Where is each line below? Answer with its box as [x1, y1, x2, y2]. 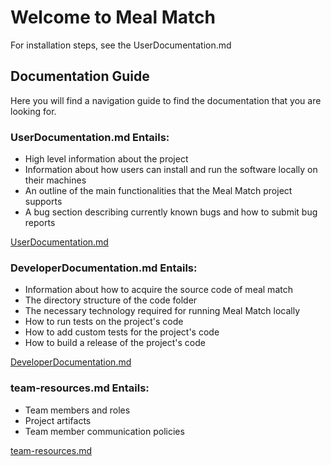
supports [24, 196, 63, 208]
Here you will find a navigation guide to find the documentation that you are [10, 94, 322, 106]
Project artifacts [24, 414, 92, 426]
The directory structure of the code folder [24, 294, 198, 306]
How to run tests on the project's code [24, 316, 184, 328]
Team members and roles [24, 404, 131, 416]
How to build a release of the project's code [24, 337, 206, 349]
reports [24, 217, 56, 229]
